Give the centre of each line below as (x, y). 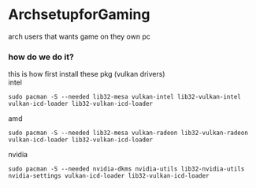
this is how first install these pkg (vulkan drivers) (87, 74)
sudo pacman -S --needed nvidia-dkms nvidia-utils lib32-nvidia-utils (126, 169)
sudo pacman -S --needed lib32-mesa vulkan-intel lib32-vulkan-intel (125, 97)
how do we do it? (41, 57)
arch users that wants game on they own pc (80, 36)
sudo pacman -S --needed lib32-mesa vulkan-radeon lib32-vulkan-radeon (128, 133)
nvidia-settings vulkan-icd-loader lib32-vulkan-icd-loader (109, 176)
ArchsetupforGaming (79, 15)
